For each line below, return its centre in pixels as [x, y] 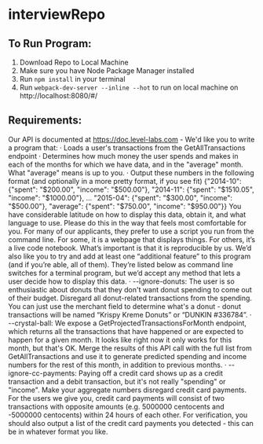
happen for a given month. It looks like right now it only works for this [120, 339]
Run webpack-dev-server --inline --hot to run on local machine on [129, 87]
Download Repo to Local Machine [74, 62]
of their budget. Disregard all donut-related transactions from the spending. [130, 298]
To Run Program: [50, 44]
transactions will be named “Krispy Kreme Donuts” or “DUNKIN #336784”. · [130, 314]
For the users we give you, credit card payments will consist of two [117, 398]
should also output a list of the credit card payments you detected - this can [131, 423]
